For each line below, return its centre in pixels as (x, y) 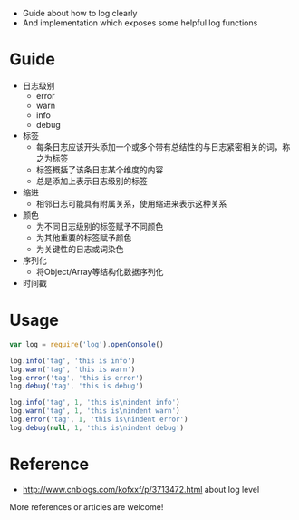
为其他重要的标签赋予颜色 (84, 237)
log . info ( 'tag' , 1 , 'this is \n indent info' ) (95, 403)
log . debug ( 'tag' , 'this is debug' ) (77, 386)
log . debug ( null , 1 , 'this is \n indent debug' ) (96, 427)
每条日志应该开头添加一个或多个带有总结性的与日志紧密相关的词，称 (163, 147)
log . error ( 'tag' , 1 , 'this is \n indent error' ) (99, 419)
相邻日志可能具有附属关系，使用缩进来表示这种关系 (131, 203)
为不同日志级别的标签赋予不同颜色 (100, 226)
